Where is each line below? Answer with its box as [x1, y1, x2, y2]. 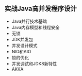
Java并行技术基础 [11, 18, 47, 24]
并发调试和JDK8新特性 [11, 61, 57, 66]
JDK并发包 [11, 36, 33, 42]
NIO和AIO [11, 48, 31, 54]
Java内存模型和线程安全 [11, 24, 60, 30]
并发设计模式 [11, 43, 37, 48]
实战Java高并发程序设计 [4, 4, 77, 13]
